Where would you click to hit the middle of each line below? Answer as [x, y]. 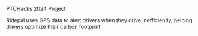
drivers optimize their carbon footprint [53, 27]
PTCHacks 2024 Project [36, 9]
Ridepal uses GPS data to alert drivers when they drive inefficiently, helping [99, 20]
